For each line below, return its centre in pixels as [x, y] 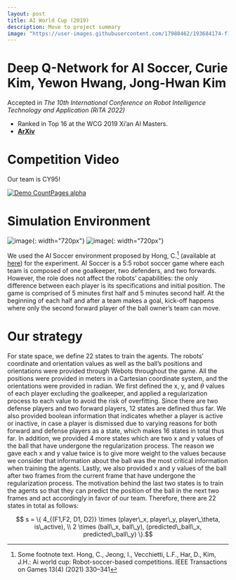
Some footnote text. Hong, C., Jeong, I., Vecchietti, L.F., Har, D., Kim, [117, 554]
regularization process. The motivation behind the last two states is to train [115, 483]
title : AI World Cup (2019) [48, 20]
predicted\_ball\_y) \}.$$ [118, 534]
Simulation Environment [79, 221]
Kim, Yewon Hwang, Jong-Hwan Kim [117, 83]
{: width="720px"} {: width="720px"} [98, 241]
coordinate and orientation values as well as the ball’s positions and [105, 363]
